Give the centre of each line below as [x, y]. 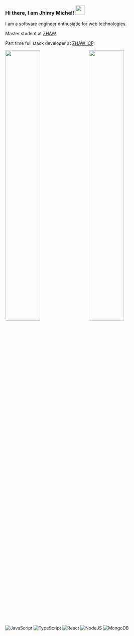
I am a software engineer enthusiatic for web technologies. [66, 24]
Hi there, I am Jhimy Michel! [40, 13]
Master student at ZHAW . [31, 34]
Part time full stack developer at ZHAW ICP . [50, 43]
